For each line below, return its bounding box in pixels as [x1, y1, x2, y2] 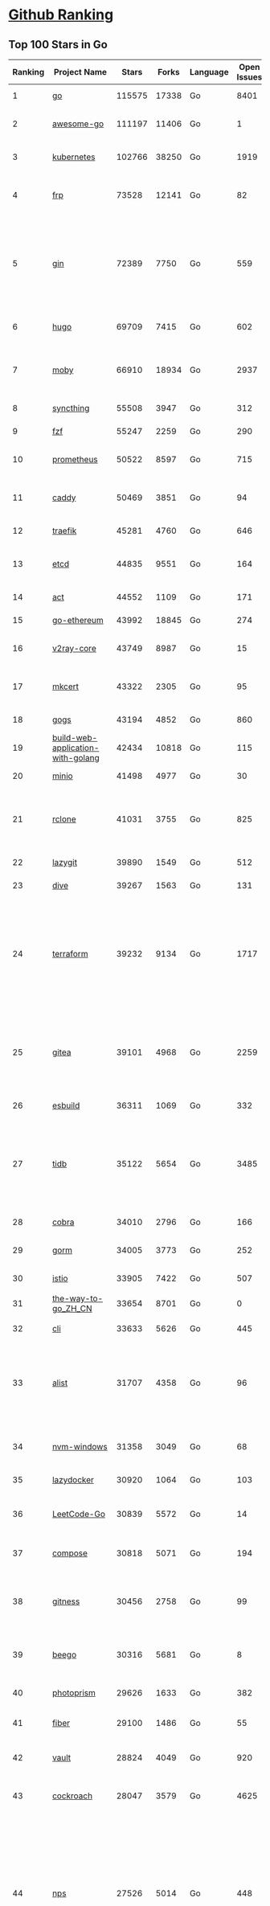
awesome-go [51, 118, 104, 129]
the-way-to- [51, 1293, 104, 1304]
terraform [51, 949, 88, 959]
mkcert [51, 681, 79, 692]
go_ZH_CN [51, 1303, 92, 1314]
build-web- [51, 732, 98, 743]
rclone [51, 814, 76, 825]
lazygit [51, 857, 78, 867]
